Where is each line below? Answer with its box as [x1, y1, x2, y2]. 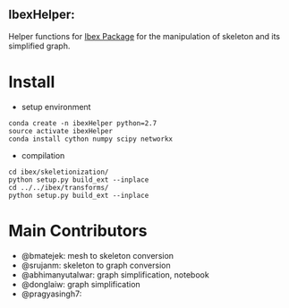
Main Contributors [8, 220, 148, 241]
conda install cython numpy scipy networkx [8, 134, 174, 143]
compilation [21, 150, 65, 160]
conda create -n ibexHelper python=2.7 [8, 118, 157, 128]
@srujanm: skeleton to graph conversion [21, 260, 171, 270]
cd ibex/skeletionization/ [8, 167, 109, 176]
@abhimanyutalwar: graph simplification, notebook [21, 269, 209, 280]
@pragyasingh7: [21, 288, 82, 299]
